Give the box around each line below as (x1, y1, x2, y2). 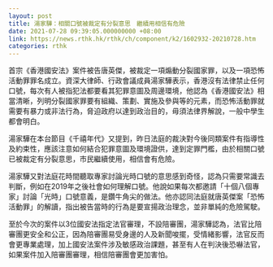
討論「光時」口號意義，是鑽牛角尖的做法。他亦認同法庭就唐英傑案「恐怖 (22, 192, 265, 202)
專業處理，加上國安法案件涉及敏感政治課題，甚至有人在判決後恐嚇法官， (22, 239, 265, 249)
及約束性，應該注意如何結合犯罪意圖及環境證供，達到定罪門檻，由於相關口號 (8, 144, 265, 154)
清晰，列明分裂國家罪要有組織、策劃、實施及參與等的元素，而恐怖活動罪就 (15, 96, 265, 106)
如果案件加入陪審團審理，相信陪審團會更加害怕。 (8, 250, 172, 260)
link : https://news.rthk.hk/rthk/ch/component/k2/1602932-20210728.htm (8, 34, 256, 43)
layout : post (8, 11, 53, 20)
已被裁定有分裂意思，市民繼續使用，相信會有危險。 (8, 154, 180, 164)
